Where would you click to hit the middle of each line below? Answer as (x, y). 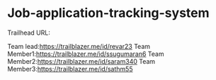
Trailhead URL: (29, 33)
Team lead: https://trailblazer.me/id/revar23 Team (79, 46)
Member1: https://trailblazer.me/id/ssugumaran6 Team (86, 54)
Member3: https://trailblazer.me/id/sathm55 (70, 69)
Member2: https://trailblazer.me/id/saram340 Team (81, 61)
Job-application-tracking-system (109, 13)
